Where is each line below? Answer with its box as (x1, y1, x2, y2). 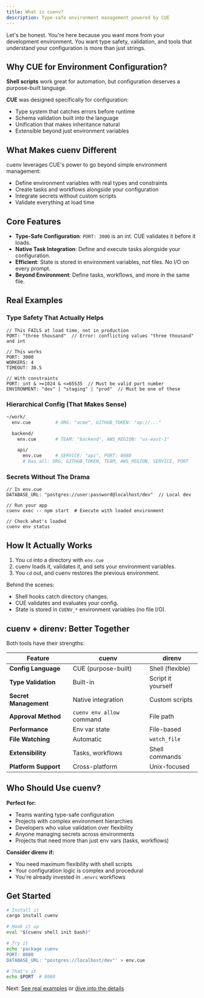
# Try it (6, 940, 29, 946)
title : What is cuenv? (6, 9, 64, 15)
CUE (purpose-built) (72, 664, 132, 673)
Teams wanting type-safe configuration (15, 811, 114, 818)
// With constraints (6, 375, 59, 381)
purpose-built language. (6, 85, 67, 92)
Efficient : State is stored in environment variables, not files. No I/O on (15, 258, 189, 265)
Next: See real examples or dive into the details (6, 985, 124, 992)
